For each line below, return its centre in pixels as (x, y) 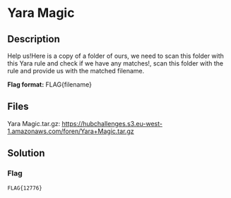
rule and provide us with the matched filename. (76, 71)
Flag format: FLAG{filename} (49, 85)
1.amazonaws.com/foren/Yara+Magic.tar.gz (71, 131)
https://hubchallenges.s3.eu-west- (112, 123)
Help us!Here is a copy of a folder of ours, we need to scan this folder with (116, 56)
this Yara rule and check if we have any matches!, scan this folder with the (115, 63)
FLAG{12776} (25, 188)
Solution (26, 153)
